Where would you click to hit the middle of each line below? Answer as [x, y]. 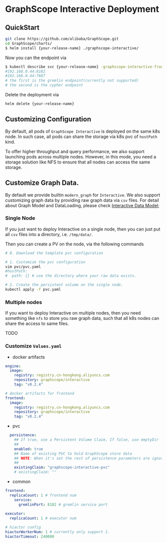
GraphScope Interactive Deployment [82, 9]
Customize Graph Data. [42, 183]
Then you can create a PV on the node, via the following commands [75, 244]
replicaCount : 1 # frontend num [43, 495]
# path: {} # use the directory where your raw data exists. [71, 276]
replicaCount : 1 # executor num [43, 518]
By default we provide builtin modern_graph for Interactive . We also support [83, 195]
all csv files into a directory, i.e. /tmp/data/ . [49, 234]
